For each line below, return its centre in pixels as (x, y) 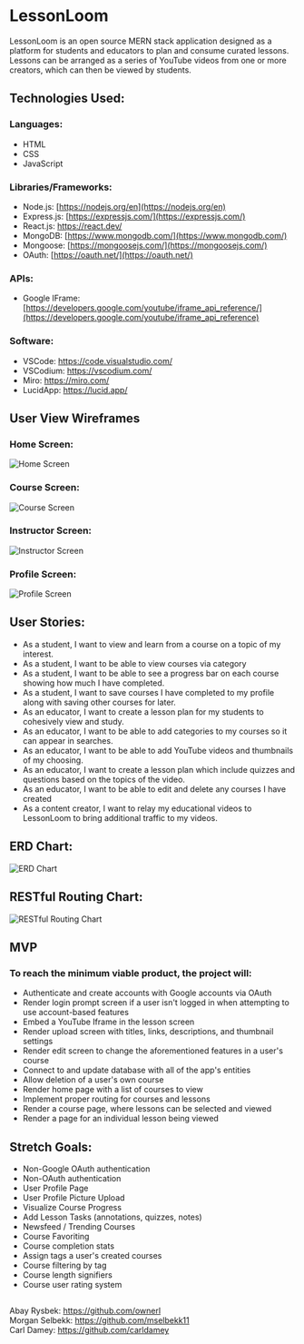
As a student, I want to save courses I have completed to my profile (148, 692)
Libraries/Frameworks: (61, 187)
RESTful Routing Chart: (76, 897)
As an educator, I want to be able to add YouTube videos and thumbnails (157, 750)
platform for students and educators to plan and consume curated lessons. (149, 50)
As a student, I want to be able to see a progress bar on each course (151, 673)
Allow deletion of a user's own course (93, 1080)
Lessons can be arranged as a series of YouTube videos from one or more (148, 60)
